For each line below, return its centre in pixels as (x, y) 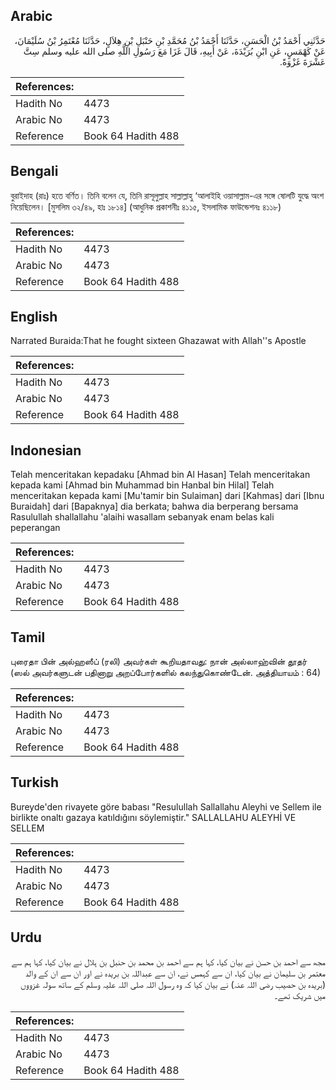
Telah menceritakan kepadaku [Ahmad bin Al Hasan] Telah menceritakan (160, 475)
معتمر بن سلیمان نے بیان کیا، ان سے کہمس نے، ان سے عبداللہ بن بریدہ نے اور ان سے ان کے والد (175, 973)
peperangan (35, 528)
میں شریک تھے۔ (299, 995)
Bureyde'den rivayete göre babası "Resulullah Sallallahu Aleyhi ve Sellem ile (166, 806)
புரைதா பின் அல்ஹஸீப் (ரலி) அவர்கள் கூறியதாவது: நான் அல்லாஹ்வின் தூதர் (159, 661)
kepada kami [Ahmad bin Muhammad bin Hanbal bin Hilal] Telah (142, 485)
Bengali (34, 171)
